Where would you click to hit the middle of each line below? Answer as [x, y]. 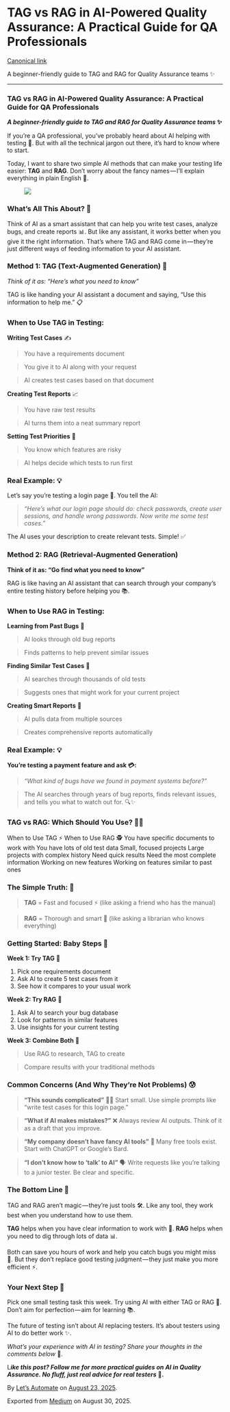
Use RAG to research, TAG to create [74, 1054]
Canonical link [27, 60]
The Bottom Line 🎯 [38, 1190]
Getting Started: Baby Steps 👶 [57, 943]
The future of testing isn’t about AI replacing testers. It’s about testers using [114, 1326]
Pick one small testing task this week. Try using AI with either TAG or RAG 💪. [114, 1302]
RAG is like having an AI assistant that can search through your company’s [112, 583]
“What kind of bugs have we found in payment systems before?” [115, 781]
